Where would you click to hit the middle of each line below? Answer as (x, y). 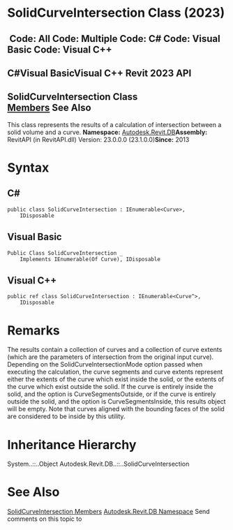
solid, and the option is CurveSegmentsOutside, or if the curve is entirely (112, 394)
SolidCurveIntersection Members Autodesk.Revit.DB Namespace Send (109, 512)
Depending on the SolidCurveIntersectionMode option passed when (105, 365)
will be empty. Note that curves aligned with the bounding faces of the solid (116, 409)
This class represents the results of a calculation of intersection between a (114, 124)
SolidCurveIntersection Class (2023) (116, 13)
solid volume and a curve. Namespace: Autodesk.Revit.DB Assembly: (107, 132)
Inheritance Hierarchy (72, 444)
